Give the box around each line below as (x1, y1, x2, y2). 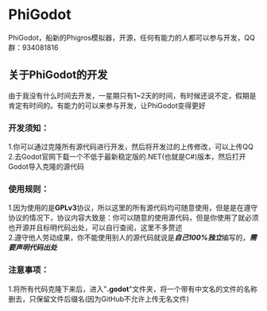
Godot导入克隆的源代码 (8, 162, 85, 171)
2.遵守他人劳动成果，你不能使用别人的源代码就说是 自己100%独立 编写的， (8, 232, 250, 243)
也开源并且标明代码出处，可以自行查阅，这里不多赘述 (8, 223, 183, 232)
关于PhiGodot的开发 (8, 68, 108, 82)
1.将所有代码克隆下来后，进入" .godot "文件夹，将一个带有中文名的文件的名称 (8, 284, 258, 294)
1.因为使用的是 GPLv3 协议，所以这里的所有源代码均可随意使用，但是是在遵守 (8, 203, 258, 213)
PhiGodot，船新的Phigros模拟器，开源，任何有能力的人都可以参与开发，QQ (8, 33, 256, 42)
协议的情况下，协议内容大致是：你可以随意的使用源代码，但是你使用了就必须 (8, 213, 259, 223)
